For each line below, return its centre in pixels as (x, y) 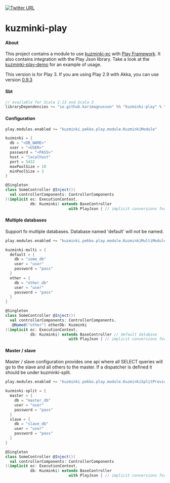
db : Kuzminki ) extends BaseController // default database (94, 335)
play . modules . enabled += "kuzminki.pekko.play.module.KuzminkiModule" (81, 129)
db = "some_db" (30, 259)
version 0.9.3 (19, 80)
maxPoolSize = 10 (28, 166)
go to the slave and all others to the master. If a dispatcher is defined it (79, 367)
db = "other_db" (32, 283)
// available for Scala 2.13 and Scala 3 (50, 102)
